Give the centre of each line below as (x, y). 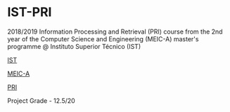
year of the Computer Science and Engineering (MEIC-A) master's (103, 38)
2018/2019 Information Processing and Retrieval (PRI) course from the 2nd (115, 31)
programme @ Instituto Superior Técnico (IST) (74, 46)
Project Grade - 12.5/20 (41, 100)
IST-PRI (30, 12)
